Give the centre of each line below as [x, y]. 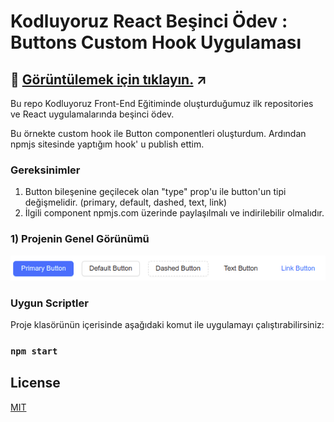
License [35, 383]
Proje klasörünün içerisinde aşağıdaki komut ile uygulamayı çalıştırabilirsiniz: [167, 325]
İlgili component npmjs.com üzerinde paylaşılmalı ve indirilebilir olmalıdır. [174, 213]
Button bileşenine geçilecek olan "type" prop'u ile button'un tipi [155, 192]
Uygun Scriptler [49, 303]
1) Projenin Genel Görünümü [80, 239]
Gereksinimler [45, 170]
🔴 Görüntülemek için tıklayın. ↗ [108, 79]
